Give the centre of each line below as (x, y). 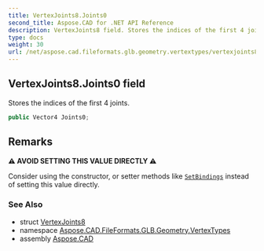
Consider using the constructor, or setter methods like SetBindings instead (129, 176)
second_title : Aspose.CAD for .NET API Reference (91, 23)
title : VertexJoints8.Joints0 (58, 15)
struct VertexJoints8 (52, 222)
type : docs (26, 37)
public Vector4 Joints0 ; (49, 117)
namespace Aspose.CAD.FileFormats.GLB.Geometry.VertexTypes (125, 230)
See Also (26, 205)
